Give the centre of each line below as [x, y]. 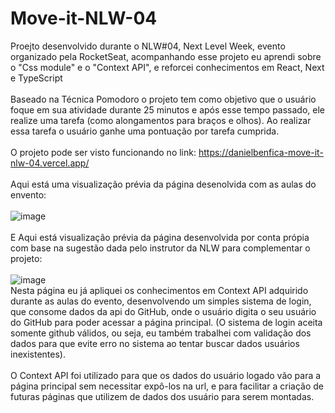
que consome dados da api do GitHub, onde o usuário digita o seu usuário [163, 311]
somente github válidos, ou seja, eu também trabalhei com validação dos [161, 333]
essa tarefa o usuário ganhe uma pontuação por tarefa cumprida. [145, 131]
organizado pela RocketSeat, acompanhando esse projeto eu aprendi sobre [166, 56]
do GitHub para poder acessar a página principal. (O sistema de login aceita [166, 322]
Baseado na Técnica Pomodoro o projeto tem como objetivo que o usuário [163, 99]
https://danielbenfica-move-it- [261, 152]
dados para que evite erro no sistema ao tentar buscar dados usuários [155, 343]
